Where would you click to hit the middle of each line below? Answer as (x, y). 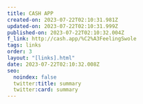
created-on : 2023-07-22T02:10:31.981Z (63, 20)
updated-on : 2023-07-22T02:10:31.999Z (63, 26)
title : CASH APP (30, 13)
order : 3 (20, 52)
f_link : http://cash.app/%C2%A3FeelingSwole (72, 39)
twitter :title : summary (47, 83)
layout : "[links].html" (41, 58)
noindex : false (35, 77)
